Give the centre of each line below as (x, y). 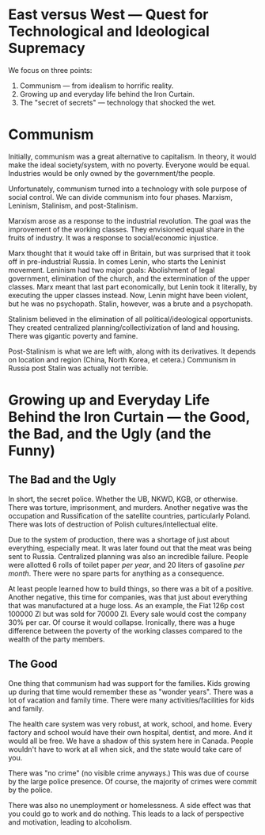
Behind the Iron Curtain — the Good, (129, 417)
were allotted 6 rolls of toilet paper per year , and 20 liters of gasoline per (127, 565)
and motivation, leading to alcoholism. (70, 822)
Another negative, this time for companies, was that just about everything (128, 597)
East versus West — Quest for (108, 15)
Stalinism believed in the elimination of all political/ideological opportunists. (131, 319)
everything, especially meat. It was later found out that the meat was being (130, 548)
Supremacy (47, 48)
